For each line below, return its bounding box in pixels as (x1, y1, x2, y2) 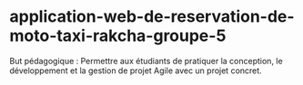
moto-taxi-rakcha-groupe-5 (9, 25, 227, 46)
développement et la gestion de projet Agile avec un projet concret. (9, 65, 262, 76)
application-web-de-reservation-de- (9, 6, 295, 27)
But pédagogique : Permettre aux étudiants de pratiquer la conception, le (9, 55, 284, 66)
